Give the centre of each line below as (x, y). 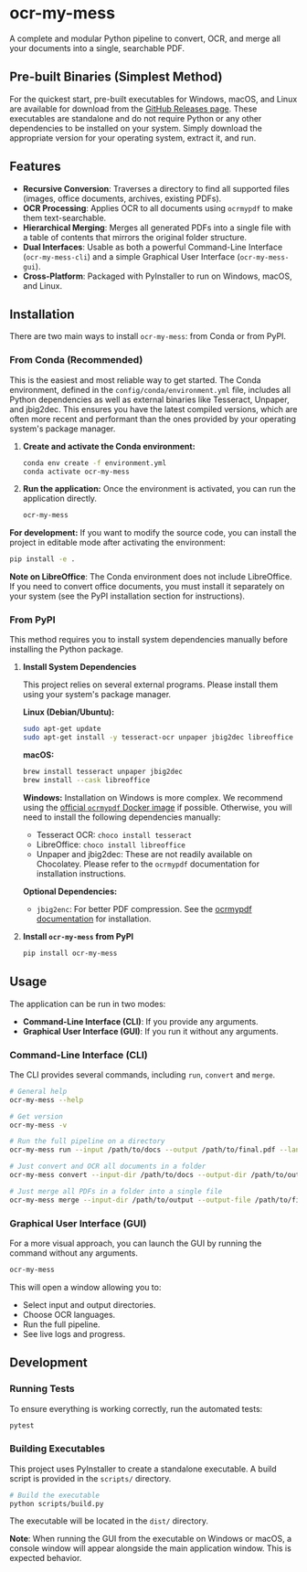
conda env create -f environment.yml (95, 463)
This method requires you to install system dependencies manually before (148, 640)
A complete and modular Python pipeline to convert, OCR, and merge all (145, 38)
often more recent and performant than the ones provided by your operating (153, 419)
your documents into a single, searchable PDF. (97, 48)
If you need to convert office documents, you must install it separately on (147, 587)
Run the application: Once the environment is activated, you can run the (159, 489)
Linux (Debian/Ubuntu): (69, 712)
